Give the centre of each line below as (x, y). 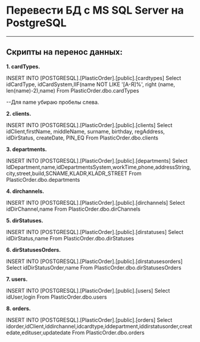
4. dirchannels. (25, 191)
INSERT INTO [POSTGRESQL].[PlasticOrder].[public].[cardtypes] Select (94, 78)
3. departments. (27, 149)
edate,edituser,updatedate (39, 332)
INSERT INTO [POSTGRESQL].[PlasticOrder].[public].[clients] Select (89, 125)
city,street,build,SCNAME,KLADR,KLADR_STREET (67, 173)
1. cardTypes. (23, 66)
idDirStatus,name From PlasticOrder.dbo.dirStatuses (70, 238)
